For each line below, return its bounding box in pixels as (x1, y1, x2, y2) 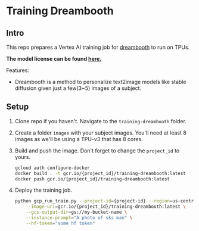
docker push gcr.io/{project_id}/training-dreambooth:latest (14, 176, 170, 182)
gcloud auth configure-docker (14, 165, 91, 171)
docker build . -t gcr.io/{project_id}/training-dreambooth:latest (14, 170, 186, 176)
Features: (6, 67, 30, 74)
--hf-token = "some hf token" (26, 220, 95, 226)
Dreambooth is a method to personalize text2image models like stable (14, 79, 186, 85)
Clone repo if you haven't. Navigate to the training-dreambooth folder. (14, 117, 186, 124)
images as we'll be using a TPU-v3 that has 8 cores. (14, 135, 143, 142)
